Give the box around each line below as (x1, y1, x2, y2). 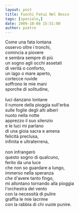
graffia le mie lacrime (5, 196, 48, 202)
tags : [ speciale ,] (5, 16, 43, 21)
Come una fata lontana (5, 39, 52, 45)
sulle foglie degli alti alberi (5, 107, 58, 113)
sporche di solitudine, (5, 86, 49, 92)
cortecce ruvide (5, 76, 38, 82)
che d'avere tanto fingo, (5, 176, 54, 181)
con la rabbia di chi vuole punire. (5, 202, 72, 208)
